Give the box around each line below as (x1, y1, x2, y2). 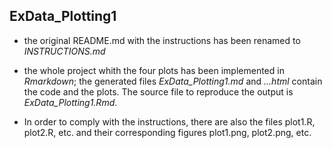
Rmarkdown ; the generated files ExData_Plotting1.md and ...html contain (23, 75, 323, 87)
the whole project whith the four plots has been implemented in (23, 64, 285, 76)
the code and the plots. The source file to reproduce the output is (23, 85, 294, 98)
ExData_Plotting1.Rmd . (23, 96, 118, 108)
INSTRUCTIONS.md (23, 45, 106, 57)
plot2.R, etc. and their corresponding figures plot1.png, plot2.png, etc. (23, 126, 312, 138)
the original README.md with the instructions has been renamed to (23, 34, 301, 46)
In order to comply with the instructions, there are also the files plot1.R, (23, 115, 316, 128)
